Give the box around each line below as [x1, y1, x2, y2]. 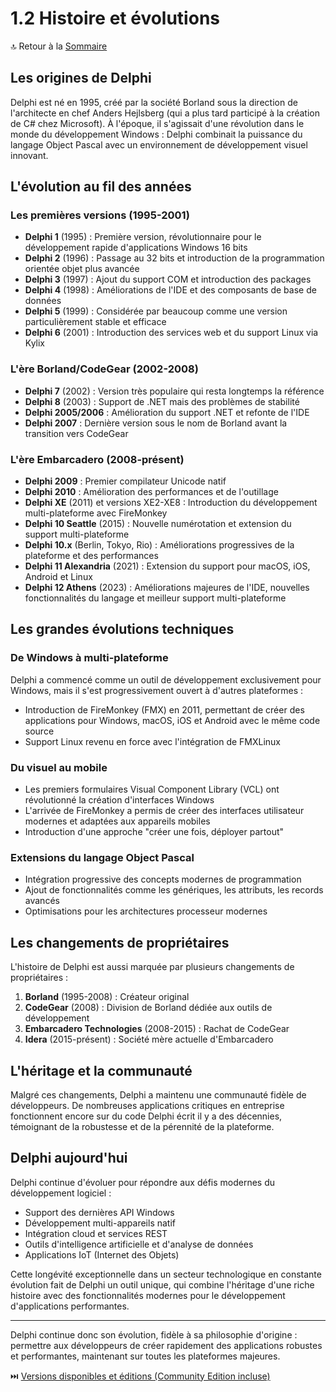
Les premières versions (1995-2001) [10, 208, 190, 222]
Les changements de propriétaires [10, 934, 230, 951]
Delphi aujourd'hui [10, 1150, 128, 1167]
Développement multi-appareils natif [24, 1217, 176, 1229]
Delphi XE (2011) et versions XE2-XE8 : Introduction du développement [24, 497, 318, 509]
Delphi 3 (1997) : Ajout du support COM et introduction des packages [24, 273, 312, 286]
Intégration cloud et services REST [24, 1227, 168, 1239]
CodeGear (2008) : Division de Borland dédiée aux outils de [24, 1002, 273, 1014]
